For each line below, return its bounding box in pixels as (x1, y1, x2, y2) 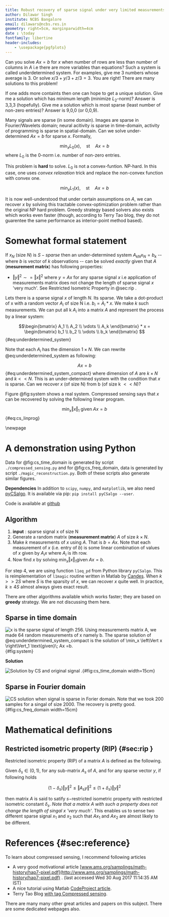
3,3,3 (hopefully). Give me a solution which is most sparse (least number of (5, 102, 161, 108)
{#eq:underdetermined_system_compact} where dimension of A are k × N (5, 370, 158, 376)
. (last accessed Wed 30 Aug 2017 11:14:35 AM (61, 875, 158, 881)
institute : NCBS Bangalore (5, 17, 62, 22)
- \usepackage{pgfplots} (14, 45, 66, 50)
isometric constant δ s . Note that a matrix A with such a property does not (5, 801, 158, 808)
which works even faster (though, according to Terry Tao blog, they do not (5, 212, 160, 218)
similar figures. (5, 475, 36, 481)
